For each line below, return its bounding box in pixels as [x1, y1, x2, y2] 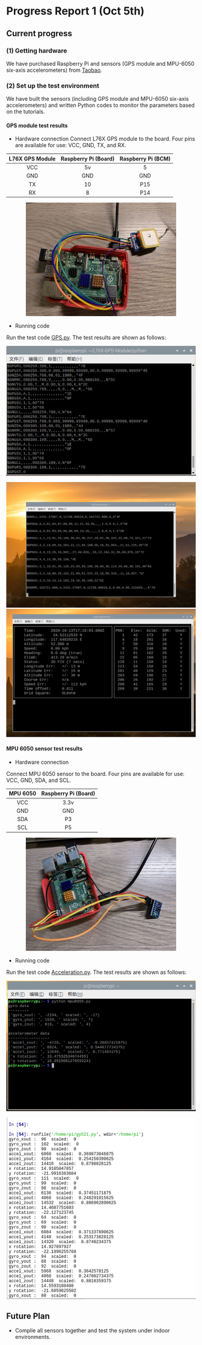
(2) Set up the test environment [6, 81, 99, 90]
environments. [14, 1334, 51, 1341]
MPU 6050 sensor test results [6, 745, 83, 752]
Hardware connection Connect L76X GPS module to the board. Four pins [14, 135, 195, 142]
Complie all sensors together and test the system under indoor [14, 1327, 170, 1334]
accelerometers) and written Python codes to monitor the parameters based [6, 101, 195, 109]
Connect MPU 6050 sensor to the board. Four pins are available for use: [6, 770, 185, 777]
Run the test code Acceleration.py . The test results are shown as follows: [6, 968, 187, 976]
